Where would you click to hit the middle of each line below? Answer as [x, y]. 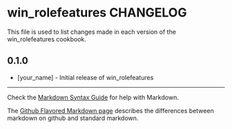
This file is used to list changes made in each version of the [91, 32]
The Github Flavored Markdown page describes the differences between [110, 110]
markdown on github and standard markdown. [73, 118]
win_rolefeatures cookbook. [47, 39]
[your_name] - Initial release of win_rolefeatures [85, 77]
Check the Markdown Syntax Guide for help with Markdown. [93, 97]
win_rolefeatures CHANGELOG [97, 13]
